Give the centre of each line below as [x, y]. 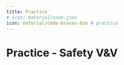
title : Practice [27, 12]
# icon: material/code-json [42, 17]
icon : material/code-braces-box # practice [62, 23]
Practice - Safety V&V [62, 53]
